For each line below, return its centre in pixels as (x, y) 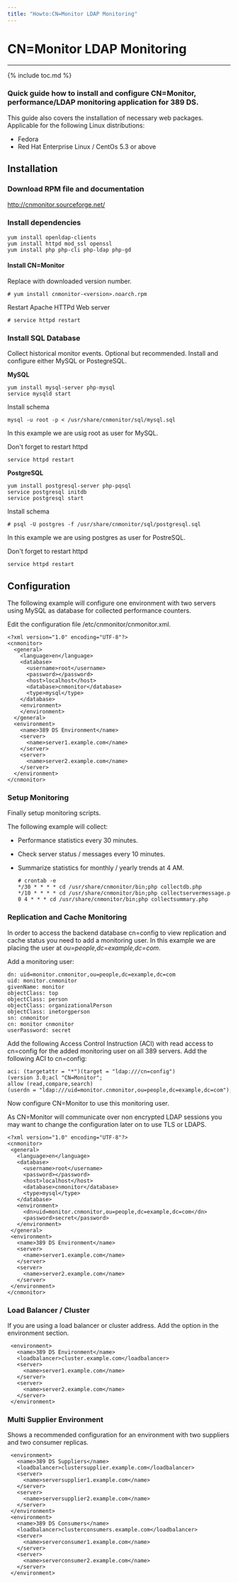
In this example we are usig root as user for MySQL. (83, 433)
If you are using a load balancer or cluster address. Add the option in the (113, 1326)
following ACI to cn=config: (47, 1058)
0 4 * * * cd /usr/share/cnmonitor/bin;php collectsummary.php (113, 900)
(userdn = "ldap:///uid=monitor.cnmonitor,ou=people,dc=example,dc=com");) (121, 1090)
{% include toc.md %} (40, 75)
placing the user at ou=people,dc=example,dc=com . (84, 948)
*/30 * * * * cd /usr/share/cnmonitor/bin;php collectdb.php (110, 887)
